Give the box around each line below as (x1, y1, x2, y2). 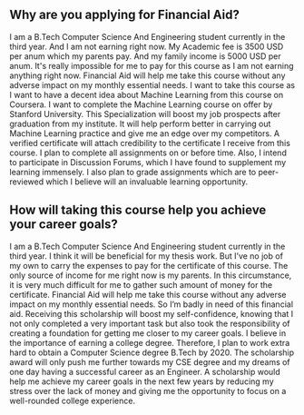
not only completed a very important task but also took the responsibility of (9, 318, 290, 329)
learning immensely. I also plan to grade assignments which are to (9, 166, 257, 177)
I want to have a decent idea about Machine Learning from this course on (9, 89, 284, 100)
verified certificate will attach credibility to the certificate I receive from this (9, 137, 290, 148)
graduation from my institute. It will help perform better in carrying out (9, 118, 271, 129)
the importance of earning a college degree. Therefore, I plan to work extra (9, 337, 290, 348)
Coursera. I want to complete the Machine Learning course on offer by (9, 99, 273, 110)
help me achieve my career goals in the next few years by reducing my (9, 376, 274, 387)
